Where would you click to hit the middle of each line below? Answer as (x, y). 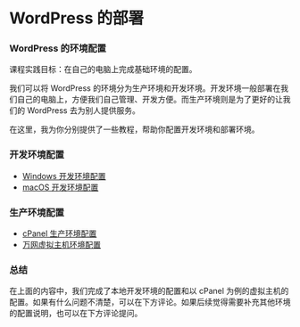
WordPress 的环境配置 (58, 48)
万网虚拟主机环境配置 (61, 245)
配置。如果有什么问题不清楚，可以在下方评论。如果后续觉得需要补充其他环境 (150, 302)
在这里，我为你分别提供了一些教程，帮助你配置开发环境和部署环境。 (134, 129)
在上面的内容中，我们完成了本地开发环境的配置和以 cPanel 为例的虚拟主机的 (149, 291)
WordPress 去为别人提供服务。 (83, 110)
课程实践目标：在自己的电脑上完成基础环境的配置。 (103, 69)
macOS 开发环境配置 (60, 187)
